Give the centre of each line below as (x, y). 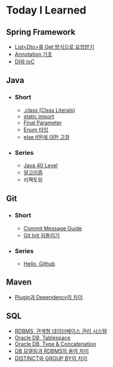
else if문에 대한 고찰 (46, 137)
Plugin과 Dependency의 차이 (49, 297)
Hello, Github (39, 263)
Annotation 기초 (34, 54)
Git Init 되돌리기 (41, 235)
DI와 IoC (24, 62)
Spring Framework (41, 32)
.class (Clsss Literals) (49, 110)
